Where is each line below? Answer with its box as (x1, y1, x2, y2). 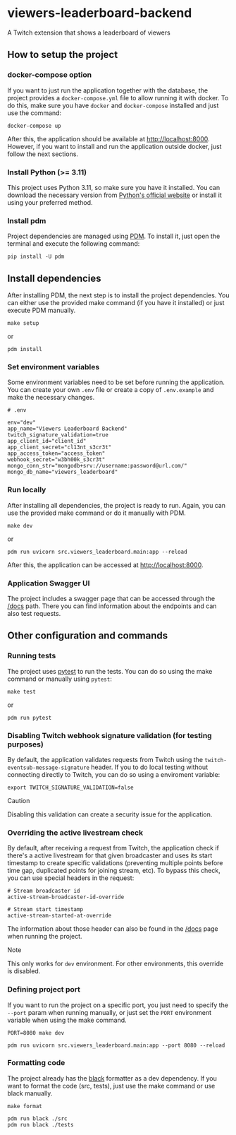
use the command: (7, 108, 62, 117)
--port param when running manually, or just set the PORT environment (7, 1008, 212, 1016)
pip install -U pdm (7, 253, 65, 261)
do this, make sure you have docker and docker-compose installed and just (7, 101, 219, 109)
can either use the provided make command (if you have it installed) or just (7, 299, 225, 307)
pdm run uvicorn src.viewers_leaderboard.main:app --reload (7, 548, 188, 555)
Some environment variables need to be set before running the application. (7, 378, 225, 386)
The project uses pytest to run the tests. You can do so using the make (7, 667, 213, 675)
